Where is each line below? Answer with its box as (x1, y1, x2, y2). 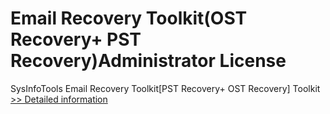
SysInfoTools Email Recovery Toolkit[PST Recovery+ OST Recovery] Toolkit (10, 82, 321, 94)
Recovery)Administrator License (10, 50, 287, 72)
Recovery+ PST (10, 28, 142, 51)
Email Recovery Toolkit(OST (10, 7, 248, 30)
